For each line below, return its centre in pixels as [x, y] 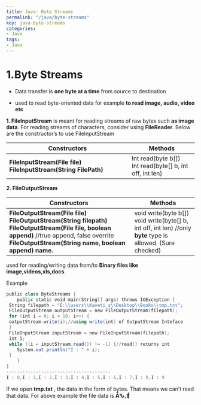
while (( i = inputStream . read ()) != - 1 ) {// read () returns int [89, 344]
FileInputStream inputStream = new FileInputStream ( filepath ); [89, 333]
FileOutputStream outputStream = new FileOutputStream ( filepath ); [93, 311]
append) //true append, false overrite [62, 235]
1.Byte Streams [45, 75]
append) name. [31, 250]
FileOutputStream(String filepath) [58, 220]
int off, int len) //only [163, 228]
